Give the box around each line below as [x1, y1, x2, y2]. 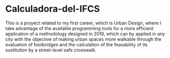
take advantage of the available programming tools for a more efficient [5, 25, 154, 31]
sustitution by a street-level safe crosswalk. [5, 47, 97, 53]
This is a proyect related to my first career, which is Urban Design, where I [5, 20, 161, 26]
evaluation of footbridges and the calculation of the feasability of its [5, 41, 148, 47]
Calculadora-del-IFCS [5, 3, 100, 15]
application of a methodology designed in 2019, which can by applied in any [5, 31, 165, 37]
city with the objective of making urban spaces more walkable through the [5, 36, 162, 42]
